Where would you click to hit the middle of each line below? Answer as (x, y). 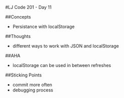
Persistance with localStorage (43, 26)
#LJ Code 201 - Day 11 (28, 7)
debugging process (33, 90)
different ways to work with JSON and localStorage (66, 46)
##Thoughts (18, 36)
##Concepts (18, 17)
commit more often (32, 85)
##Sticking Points (23, 75)
